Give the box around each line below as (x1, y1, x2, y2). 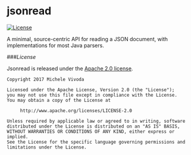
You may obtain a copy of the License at (7, 97, 111, 103)
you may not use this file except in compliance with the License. (7, 92, 178, 98)
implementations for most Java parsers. (7, 42, 105, 49)
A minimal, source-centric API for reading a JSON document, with (7, 35, 168, 42)
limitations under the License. (7, 144, 87, 150)
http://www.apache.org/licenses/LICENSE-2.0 (20, 107, 133, 114)
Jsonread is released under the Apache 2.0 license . (7, 64, 133, 72)
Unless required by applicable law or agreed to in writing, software (7, 118, 186, 124)
